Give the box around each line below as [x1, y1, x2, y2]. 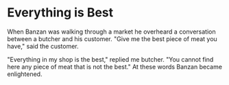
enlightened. [7, 70, 43, 78]
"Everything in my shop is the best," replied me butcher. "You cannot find [7, 55, 214, 63]
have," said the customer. [7, 42, 79, 50]
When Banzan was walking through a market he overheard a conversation [7, 27, 216, 36]
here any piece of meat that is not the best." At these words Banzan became [7, 62, 223, 71]
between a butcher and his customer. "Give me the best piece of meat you [7, 34, 217, 42]
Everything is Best [7, 5, 114, 21]
